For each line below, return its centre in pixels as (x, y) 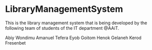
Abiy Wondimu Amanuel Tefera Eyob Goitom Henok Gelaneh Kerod (74, 38)
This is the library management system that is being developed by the (76, 23)
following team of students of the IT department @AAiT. (62, 28)
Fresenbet (16, 43)
